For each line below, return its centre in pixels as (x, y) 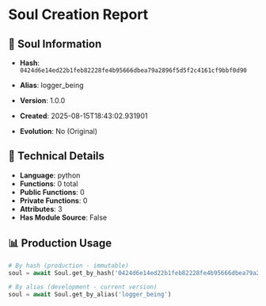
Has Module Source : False (63, 217)
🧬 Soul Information (55, 44)
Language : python (50, 175)
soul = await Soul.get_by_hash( (61, 273)
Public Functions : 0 (52, 192)
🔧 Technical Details (57, 156)
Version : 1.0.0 (42, 100)
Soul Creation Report (78, 15)
